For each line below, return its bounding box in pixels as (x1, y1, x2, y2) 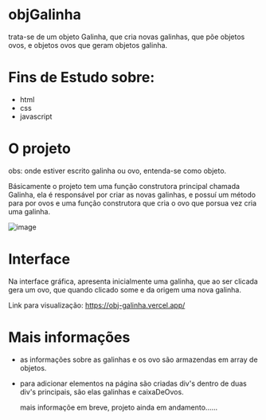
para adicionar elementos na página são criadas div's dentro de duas (19, 379, 247, 388)
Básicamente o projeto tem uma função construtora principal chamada (8, 181, 241, 190)
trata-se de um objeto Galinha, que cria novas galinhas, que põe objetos (8, 32, 245, 41)
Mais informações (8, 328, 131, 346)
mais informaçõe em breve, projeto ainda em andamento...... (19, 402, 218, 412)
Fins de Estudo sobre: (8, 69, 155, 87)
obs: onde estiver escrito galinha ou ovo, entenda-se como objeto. (8, 166, 227, 175)
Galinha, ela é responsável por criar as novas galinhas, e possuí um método (8, 190, 256, 199)
